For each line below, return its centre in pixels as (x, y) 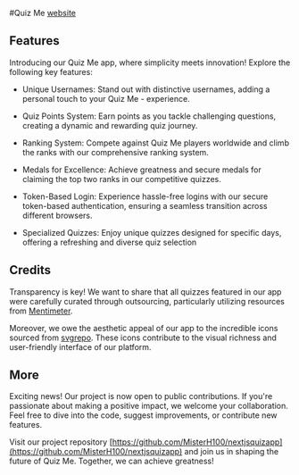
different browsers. (57, 215)
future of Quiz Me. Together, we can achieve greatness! (112, 461)
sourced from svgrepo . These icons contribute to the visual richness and (143, 337)
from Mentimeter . (41, 311)
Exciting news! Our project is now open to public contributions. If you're (141, 396)
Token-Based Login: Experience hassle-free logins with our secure (145, 196)
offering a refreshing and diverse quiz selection (109, 242)
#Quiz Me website (42, 13)
